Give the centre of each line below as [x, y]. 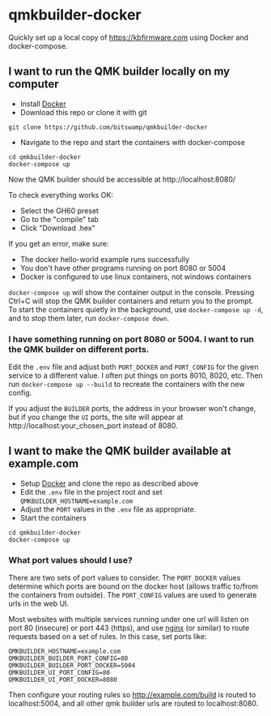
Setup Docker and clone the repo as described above [109, 483]
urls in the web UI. [39, 604]
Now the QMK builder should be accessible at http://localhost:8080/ [122, 179]
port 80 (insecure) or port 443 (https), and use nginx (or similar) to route [129, 628]
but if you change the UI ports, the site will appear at [96, 417]
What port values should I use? [71, 560]
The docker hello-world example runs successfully [105, 259]
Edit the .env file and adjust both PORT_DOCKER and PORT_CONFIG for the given [133, 367]
